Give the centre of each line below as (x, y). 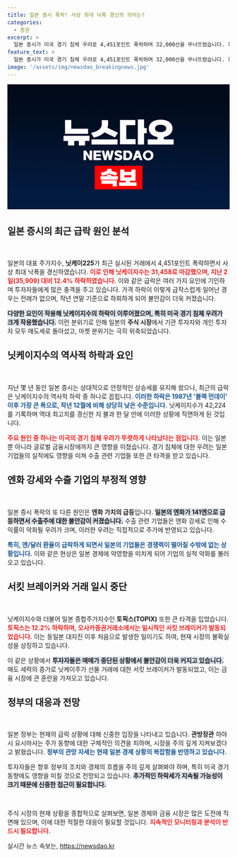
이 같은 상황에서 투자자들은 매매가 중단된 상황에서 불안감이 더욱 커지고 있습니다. (116, 660)
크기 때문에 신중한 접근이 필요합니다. (57, 785)
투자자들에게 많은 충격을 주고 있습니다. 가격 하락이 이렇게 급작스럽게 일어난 (117, 290)
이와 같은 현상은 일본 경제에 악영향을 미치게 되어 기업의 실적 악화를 (125, 553)
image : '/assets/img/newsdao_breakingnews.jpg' (79, 67)
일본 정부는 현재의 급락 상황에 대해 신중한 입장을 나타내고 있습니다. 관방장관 (111, 734)
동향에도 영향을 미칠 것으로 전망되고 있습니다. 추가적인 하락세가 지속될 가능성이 (115, 776)
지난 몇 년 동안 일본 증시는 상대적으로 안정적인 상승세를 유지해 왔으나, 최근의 (112, 387)
